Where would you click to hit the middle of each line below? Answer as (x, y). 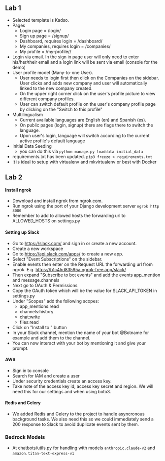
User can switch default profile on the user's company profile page (88, 104)
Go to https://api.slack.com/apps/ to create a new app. (68, 253)
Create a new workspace (38, 249)
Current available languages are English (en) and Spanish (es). (83, 120)
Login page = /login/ (40, 30)
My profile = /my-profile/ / (45, 51)
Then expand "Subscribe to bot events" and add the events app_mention (86, 275)
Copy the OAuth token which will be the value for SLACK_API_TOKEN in (84, 291)
